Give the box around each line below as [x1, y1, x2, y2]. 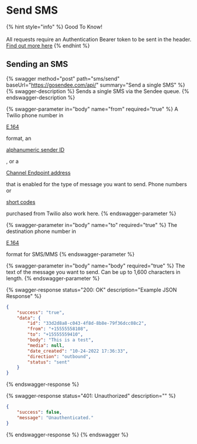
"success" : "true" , [17, 309, 65, 315]
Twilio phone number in [6, 111, 64, 119]
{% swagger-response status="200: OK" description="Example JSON [6, 286, 177, 293]
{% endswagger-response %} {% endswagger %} [6, 431, 129, 438]
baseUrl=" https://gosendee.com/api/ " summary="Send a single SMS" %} [6, 81, 185, 88]
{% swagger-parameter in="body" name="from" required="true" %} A [6, 105, 179, 113]
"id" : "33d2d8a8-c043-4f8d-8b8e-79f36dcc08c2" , [27, 321, 147, 327]
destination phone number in [6, 228, 76, 235]
